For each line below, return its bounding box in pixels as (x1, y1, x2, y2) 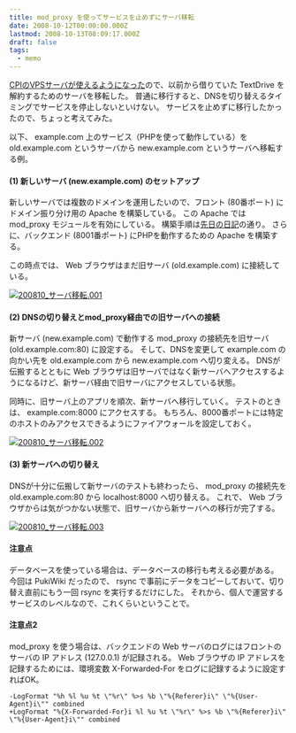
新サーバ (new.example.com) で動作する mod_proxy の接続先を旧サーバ (9, 333, 269, 343)
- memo (17, 54, 42, 63)
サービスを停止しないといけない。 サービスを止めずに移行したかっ (39, 102, 283, 112)
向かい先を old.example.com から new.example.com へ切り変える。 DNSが (9, 355, 281, 366)
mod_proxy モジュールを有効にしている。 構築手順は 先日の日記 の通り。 (9, 219, 270, 230)
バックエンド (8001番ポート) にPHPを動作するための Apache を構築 (24, 230, 271, 241)
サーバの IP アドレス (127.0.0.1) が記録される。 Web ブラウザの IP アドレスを (9, 652, 286, 663)
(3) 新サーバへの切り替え (9, 459, 100, 469)
